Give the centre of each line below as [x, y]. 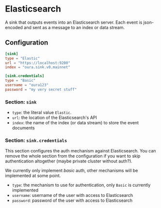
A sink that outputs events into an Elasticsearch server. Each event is [74, 22]
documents [23, 128]
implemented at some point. [33, 176]
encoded [14, 27]
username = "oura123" [27, 85]
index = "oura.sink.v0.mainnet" [38, 67]
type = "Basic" [20, 81]
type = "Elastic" [23, 58]
